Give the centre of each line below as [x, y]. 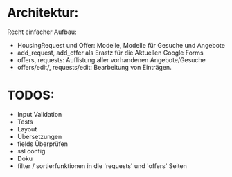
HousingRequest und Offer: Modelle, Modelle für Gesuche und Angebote [121, 45]
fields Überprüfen [42, 144]
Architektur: [43, 13]
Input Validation [39, 114]
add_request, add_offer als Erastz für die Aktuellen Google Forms [110, 53]
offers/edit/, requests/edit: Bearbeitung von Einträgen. [94, 67]
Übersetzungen [39, 136]
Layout [27, 129]
